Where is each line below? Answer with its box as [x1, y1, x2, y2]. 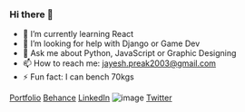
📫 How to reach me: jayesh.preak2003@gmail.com [22, 58, 216, 69]
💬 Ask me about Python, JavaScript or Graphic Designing [22, 48, 237, 59]
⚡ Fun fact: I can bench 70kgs [22, 71, 134, 82]
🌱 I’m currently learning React [22, 29, 134, 40]
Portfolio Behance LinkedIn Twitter [9, 92, 172, 103]
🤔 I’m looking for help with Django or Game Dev [22, 38, 201, 49]
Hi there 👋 [9, 8, 54, 21]
